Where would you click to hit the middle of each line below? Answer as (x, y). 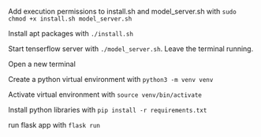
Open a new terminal (42, 64)
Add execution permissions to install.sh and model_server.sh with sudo (122, 11)
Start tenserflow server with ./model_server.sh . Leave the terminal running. (131, 49)
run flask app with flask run (54, 125)
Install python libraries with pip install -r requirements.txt (108, 110)
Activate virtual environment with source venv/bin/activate (105, 94)
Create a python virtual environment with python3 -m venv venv (111, 79)
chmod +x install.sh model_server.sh (70, 19)
